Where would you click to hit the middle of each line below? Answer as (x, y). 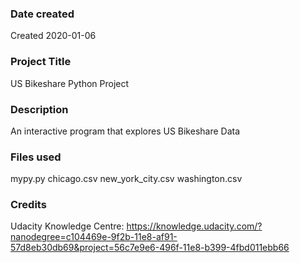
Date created (42, 14)
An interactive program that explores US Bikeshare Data (125, 131)
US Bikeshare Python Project (70, 83)
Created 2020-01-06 (53, 36)
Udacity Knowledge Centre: (67, 226)
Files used (36, 157)
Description (39, 109)
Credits (28, 205)
